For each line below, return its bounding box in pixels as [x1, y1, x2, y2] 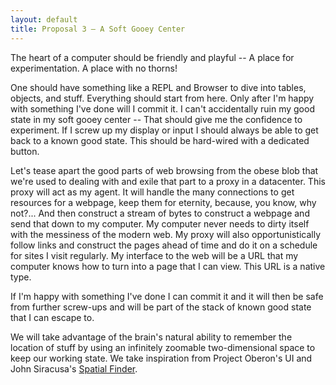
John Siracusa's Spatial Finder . [10, 362, 138, 375]
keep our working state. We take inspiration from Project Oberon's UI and [10, 352, 313, 364]
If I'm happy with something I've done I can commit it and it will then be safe [10, 290, 324, 302]
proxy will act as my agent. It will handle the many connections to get [10, 186, 295, 198]
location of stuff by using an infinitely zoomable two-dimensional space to [10, 341, 316, 353]
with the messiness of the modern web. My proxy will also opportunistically [10, 228, 322, 240]
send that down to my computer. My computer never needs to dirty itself [10, 217, 310, 230]
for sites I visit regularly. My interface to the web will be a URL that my [10, 249, 299, 261]
